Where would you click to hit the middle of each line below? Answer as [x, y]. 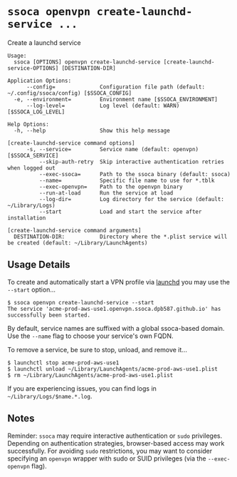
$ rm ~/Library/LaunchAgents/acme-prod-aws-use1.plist [90, 375]
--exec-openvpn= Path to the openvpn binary [111, 187]
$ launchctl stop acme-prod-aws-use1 [63, 363]
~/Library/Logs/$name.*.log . [50, 396]
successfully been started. [49, 315]
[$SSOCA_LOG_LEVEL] [36, 112]
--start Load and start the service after [120, 212]
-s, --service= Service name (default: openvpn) [112, 149]
